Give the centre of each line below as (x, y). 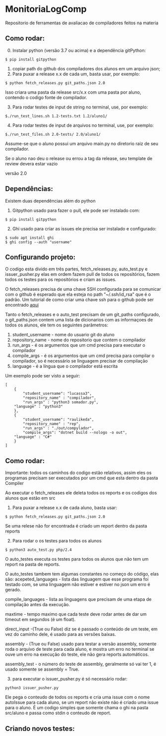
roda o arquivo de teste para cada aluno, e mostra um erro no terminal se (80, 649)
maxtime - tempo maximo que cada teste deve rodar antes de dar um (76, 614)
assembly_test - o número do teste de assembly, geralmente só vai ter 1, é (81, 664)
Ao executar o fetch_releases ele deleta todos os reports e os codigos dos (81, 493)
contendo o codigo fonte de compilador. (46, 97)
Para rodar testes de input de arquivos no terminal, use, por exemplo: (83, 125)
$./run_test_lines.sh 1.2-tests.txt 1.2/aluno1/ (56, 116)
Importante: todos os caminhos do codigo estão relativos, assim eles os (79, 473)
